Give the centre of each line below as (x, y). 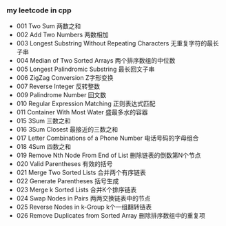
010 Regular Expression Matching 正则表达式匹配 (86, 104)
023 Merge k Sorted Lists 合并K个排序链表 (76, 190)
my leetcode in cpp (39, 10)
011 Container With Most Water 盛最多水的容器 (82, 112)
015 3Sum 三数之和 (43, 121)
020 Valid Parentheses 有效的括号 (64, 164)
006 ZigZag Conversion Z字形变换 (65, 78)
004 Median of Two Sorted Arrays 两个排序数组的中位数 (96, 61)
